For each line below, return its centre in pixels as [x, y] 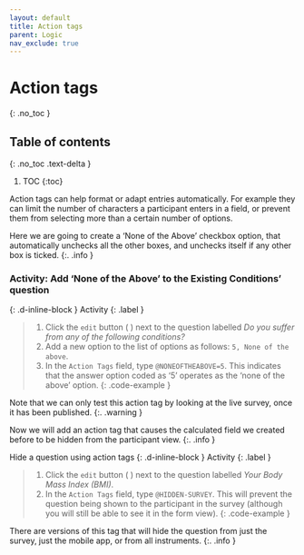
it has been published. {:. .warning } [76, 412]
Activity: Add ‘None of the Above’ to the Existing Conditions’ [146, 278]
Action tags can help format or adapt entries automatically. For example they [152, 199]
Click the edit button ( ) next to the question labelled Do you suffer [170, 327]
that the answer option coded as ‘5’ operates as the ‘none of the [165, 376]
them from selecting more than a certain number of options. [121, 218]
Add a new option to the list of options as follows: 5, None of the [167, 347]
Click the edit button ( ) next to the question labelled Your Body [164, 475]
